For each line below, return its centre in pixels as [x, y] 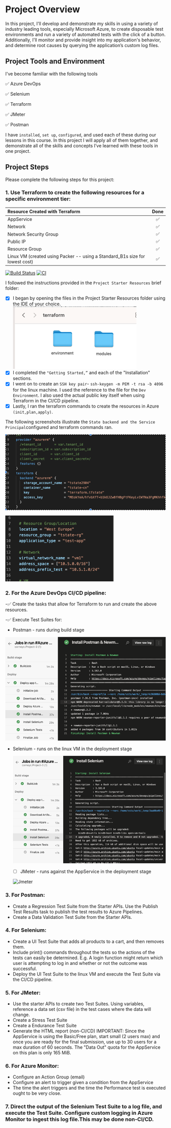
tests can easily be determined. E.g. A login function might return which [88, 958]
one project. [18, 151]
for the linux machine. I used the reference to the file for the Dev [79, 390]
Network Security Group [33, 234]
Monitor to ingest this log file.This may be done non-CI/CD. [80, 1119]
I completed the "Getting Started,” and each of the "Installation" [81, 373]
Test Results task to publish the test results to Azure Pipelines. [78, 912]
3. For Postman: [25, 895]
